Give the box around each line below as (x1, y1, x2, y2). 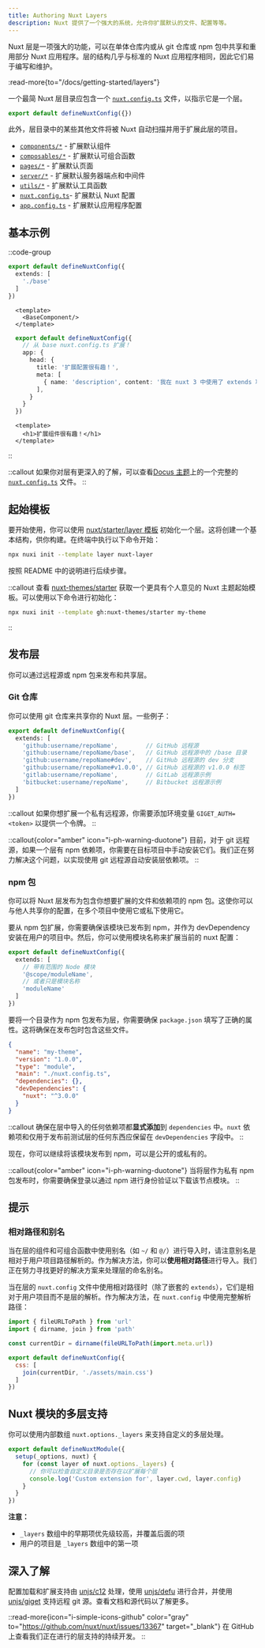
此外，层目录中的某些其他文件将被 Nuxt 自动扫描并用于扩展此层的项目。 (8, 124, 242, 134)
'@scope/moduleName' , (22, 970, 93, 979)
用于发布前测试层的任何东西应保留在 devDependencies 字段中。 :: (35, 1132, 244, 1141)
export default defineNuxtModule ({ (8, 1446, 125, 1454)
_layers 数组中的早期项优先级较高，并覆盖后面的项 (19, 1529, 185, 1538)
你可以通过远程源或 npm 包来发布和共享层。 (8, 669, 151, 680)
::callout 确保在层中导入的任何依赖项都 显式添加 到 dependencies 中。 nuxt (8, 1122, 242, 1131)
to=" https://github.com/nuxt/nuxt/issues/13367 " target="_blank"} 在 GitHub (8, 1621, 255, 1631)
